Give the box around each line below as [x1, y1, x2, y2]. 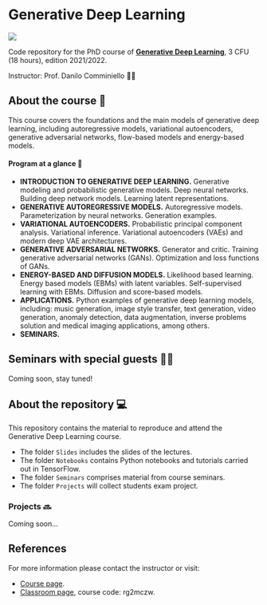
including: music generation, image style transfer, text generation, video [19, 303, 257, 313]
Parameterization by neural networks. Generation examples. [19, 210, 218, 220]
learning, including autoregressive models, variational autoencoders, [8, 124, 234, 133]
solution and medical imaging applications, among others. [19, 321, 210, 330]
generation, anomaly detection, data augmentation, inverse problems [19, 312, 247, 322]
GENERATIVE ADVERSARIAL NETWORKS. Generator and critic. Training [19, 244, 259, 254]
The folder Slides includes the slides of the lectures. [19, 447, 193, 457]
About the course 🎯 [8, 94, 106, 108]
